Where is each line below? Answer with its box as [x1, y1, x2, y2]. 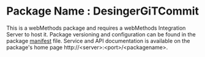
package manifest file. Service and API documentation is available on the [6, 37, 190, 44]
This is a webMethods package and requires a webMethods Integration [6, 24, 186, 32]
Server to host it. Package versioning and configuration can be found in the [6, 30, 196, 38]
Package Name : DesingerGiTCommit [6, 4, 199, 18]
